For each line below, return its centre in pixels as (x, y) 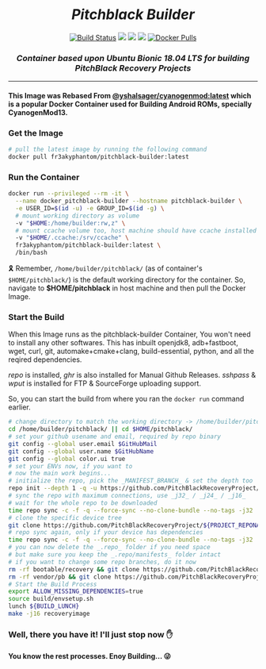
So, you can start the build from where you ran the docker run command (126, 399)
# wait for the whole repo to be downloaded (83, 503)
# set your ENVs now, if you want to (70, 466)
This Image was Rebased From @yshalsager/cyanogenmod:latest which (130, 95)
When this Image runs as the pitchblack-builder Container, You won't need (129, 334)
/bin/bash (31, 253)
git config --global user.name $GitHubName (81, 451)
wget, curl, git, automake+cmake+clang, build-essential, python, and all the (131, 352)
